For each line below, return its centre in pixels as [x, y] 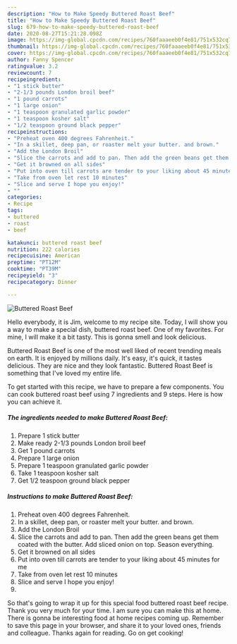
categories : [25, 197]
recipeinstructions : [38, 132]
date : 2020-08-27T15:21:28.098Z [55, 33]
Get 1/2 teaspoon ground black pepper [74, 481]
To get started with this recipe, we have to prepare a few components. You [116, 386]
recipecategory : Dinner [42, 282]
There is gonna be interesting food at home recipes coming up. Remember [116, 618]
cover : [17, 54]
